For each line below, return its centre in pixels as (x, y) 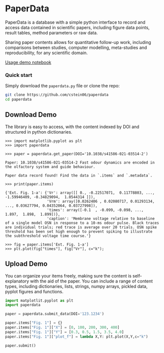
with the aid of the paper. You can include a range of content (92, 281)
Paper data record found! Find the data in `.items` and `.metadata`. (79, 176)
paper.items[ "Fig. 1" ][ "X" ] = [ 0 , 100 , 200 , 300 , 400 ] (62, 328)
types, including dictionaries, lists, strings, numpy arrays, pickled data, (76, 286)
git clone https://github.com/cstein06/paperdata (57, 95)
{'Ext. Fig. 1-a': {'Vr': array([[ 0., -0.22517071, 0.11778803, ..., (80, 193)
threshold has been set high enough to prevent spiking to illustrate (79, 231)
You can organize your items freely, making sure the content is (68, 276)
